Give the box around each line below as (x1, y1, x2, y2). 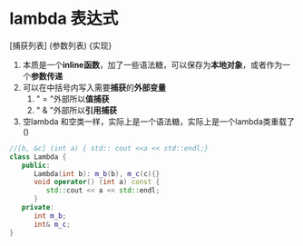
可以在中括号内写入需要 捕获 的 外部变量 (22, 82, 166, 93)
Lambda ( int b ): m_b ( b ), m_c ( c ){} (33, 169, 161, 178)
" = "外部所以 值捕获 (35, 93, 110, 104)
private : (21, 203, 54, 212)
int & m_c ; (33, 220, 71, 229)
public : (21, 161, 51, 170)
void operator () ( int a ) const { (33, 178, 161, 187)
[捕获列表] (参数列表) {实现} (9, 40, 112, 51)
